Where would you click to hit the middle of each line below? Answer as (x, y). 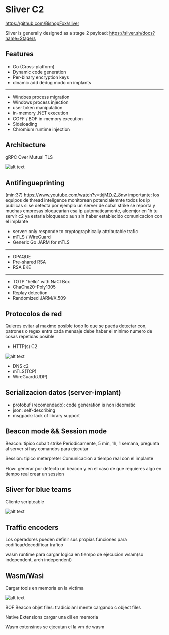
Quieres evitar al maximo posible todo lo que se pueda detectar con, (76, 326)
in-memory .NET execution (40, 113)
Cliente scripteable (25, 502)
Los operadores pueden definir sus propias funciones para (66, 539)
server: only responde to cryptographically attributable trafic (75, 232)
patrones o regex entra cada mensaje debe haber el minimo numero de (79, 331)
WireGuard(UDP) (30, 377)
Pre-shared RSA (29, 262)
